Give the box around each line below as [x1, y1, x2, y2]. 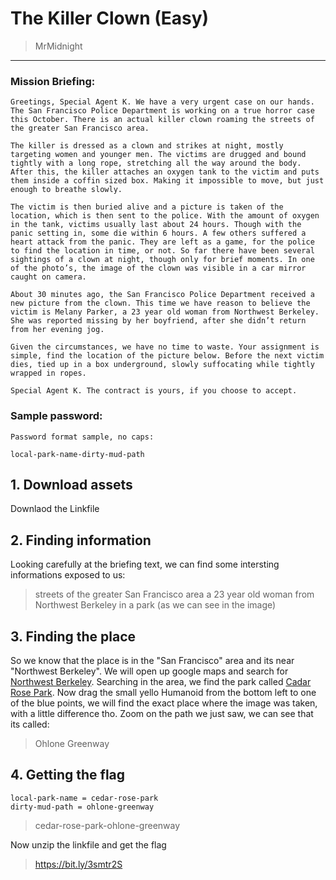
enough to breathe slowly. [10, 185, 123, 195]
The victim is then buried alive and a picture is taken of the [10, 202, 284, 212]
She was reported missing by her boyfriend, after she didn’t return [10, 316, 307, 326]
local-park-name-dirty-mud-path [10, 449, 145, 459]
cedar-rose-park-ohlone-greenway [34, 819, 181, 831]
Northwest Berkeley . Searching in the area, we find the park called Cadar [10, 675, 312, 687]
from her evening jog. [10, 325, 105, 335]
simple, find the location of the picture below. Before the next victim [10, 351, 325, 361]
